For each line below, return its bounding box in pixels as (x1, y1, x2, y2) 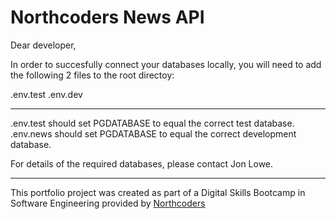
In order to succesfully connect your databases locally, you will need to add (10, 58, 322, 70)
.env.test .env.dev (10, 88, 83, 100)
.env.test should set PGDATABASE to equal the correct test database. (10, 117, 295, 129)
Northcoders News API (10, 6, 205, 29)
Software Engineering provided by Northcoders (10, 197, 206, 209)
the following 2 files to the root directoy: (10, 69, 175, 81)
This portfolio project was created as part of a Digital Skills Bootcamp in (10, 186, 306, 198)
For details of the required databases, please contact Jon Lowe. (10, 157, 274, 170)
